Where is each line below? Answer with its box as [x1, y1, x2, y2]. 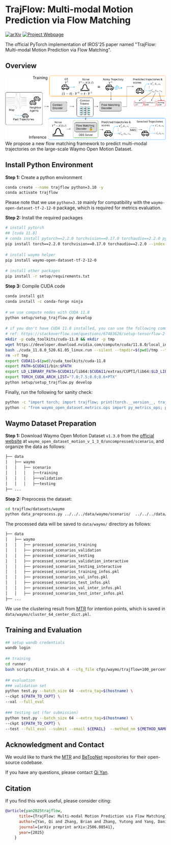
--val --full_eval [5, 699, 44, 704]
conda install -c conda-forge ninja [5, 299, 83, 304]
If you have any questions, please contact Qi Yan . [5, 769, 109, 775]
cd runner [5, 661, 26, 667]
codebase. [21, 760, 43, 766]
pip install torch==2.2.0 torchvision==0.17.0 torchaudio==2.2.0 [5, 241, 147, 247]
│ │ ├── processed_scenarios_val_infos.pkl [5, 574, 108, 580]
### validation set [5, 683, 47, 688]
